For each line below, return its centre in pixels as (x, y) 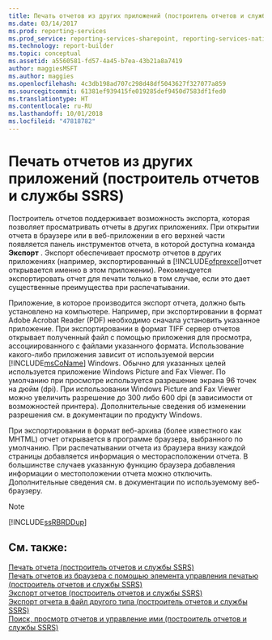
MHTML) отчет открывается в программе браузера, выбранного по (126, 439)
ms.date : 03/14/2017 (43, 23)
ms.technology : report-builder (61, 46)
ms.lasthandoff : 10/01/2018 (56, 114)
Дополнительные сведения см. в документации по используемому (125, 482)
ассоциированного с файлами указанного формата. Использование (126, 346)
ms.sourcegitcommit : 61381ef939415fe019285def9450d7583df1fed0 (117, 91)
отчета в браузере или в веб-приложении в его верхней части (117, 235)
